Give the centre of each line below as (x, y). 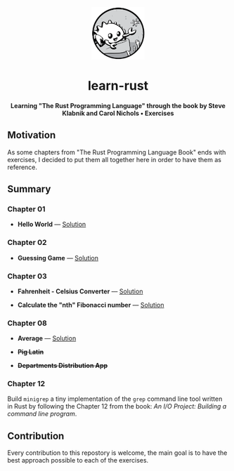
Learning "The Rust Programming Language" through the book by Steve (118, 105)
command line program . (42, 414)
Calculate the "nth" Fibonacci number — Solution (91, 305)
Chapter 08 (27, 323)
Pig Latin (31, 352)
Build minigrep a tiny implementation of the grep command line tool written (115, 399)
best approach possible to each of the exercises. (78, 460)
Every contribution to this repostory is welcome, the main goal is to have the (117, 453)
